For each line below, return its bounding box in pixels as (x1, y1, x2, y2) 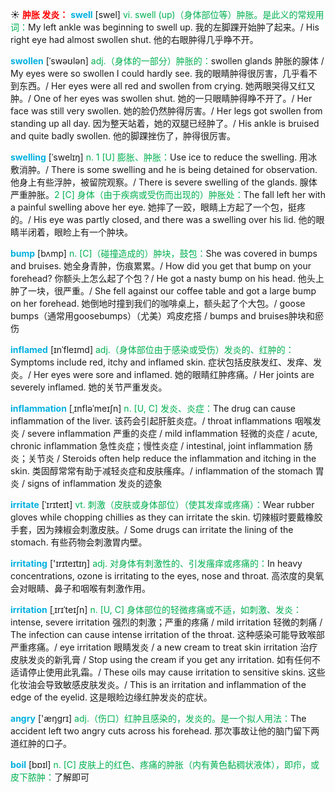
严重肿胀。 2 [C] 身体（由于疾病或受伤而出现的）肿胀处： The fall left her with (10, 189, 326, 200)
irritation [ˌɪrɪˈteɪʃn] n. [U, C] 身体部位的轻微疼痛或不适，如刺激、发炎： (10, 604, 302, 615)
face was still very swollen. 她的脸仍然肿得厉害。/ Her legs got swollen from (10, 105, 323, 117)
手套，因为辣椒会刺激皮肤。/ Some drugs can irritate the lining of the (10, 524, 294, 535)
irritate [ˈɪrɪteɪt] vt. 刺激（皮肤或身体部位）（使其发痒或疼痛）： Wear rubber (10, 499, 315, 510)
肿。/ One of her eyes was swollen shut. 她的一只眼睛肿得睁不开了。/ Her (10, 93, 313, 104)
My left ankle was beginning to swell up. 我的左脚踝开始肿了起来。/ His (28, 21, 320, 33)
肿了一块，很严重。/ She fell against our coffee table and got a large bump (10, 285, 317, 297)
